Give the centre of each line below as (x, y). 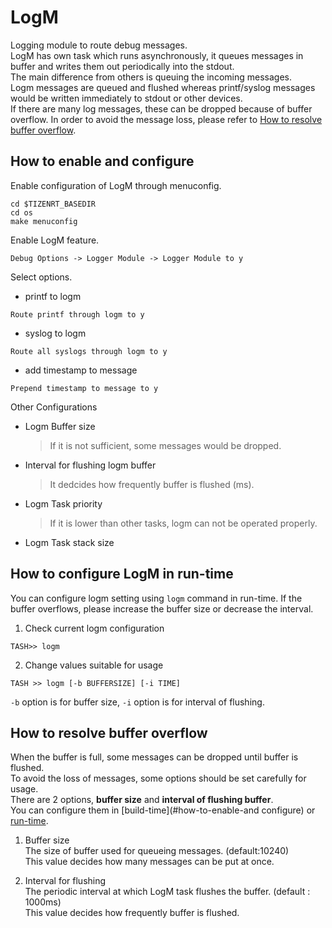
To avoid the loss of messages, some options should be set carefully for (158, 778)
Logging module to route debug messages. (99, 45)
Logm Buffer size (60, 426)
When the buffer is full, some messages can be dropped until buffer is (154, 757)
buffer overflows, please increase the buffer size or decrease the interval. (162, 608)
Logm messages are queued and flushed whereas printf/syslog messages (163, 87)
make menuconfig (44, 221)
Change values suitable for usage (94, 665)
